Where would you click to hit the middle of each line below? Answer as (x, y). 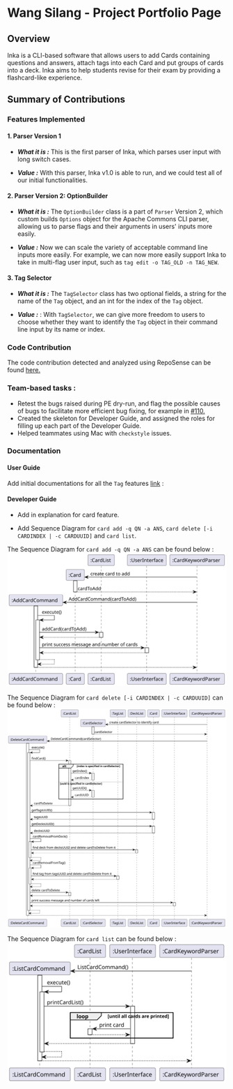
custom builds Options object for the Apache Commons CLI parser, (113, 218)
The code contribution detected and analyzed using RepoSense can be (109, 363)
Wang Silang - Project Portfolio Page (114, 13)
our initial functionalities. (53, 180)
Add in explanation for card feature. (68, 514)
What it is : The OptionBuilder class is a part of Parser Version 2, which (120, 212)
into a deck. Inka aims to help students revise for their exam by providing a (114, 70)
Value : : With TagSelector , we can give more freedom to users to (111, 314)
